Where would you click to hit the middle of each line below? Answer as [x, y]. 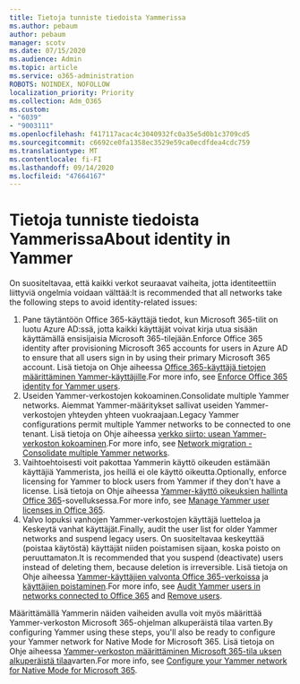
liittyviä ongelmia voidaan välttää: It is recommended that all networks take [146, 293]
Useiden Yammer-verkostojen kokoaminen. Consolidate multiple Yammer [155, 396]
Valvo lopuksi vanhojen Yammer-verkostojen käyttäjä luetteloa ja [141, 520]
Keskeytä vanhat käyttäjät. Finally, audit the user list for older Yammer [150, 529]
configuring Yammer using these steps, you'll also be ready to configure [142, 632]
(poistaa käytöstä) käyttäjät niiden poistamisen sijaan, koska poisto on [151, 549]
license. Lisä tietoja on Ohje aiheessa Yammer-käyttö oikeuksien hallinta [155, 491]
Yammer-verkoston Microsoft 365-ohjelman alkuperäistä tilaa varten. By [141, 623]
